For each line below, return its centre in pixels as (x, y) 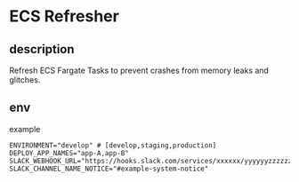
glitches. (25, 80)
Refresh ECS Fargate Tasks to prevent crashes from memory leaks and (139, 70)
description (42, 49)
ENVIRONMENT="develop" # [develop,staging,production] (113, 145)
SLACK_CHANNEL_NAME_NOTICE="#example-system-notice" (109, 169)
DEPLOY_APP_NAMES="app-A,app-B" (69, 153)
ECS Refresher (65, 16)
